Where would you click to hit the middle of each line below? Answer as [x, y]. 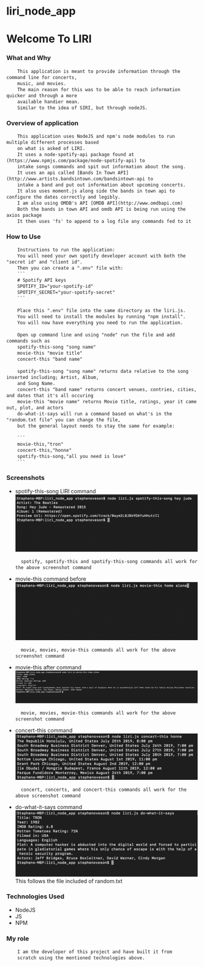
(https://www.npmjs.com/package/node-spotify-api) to [76, 160]
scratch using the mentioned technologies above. [81, 958]
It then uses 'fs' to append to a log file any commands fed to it [104, 221]
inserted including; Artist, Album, [53, 378]
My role [18, 938]
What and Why [29, 58]
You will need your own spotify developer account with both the [102, 256]
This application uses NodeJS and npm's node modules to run [96, 136]
